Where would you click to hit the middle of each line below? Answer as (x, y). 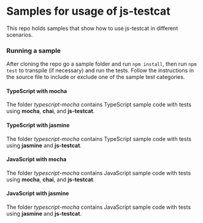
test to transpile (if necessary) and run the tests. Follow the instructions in (100, 70)
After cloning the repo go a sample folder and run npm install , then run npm (101, 64)
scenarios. (20, 34)
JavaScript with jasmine (38, 194)
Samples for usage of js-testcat (88, 11)
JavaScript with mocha (36, 159)
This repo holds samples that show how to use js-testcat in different (92, 28)
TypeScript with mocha (37, 91)
